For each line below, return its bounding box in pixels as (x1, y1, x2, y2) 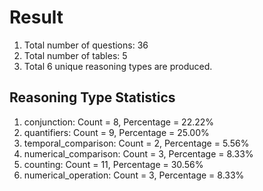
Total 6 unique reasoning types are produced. (23, 60, 213, 72)
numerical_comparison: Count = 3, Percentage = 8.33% (23, 147, 254, 160)
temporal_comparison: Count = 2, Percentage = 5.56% (23, 137, 250, 149)
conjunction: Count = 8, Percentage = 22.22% (23, 116, 215, 128)
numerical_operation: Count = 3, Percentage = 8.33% (23, 169, 245, 181)
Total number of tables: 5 (23, 49, 128, 61)
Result (9, 6, 64, 29)
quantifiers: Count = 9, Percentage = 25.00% (23, 126, 210, 138)
